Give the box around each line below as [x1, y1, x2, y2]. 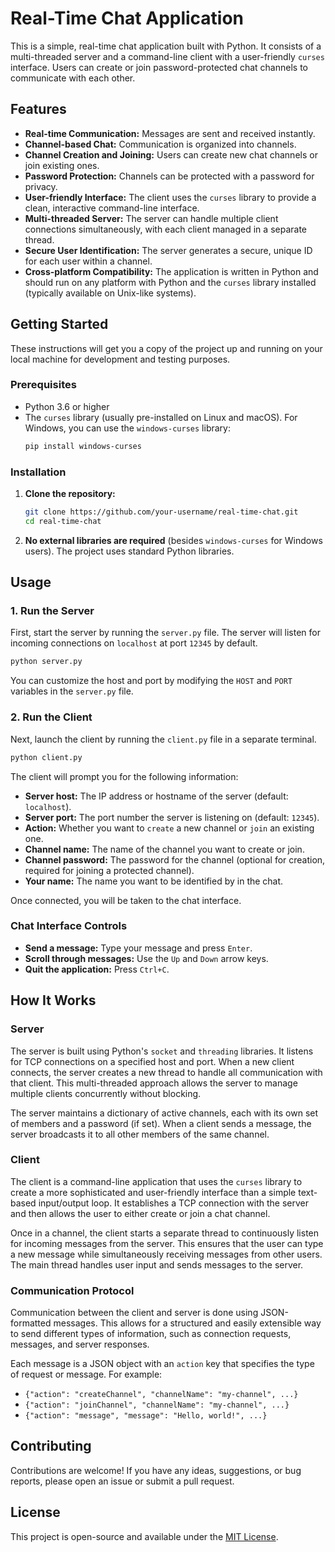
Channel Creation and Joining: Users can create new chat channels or [24, 148, 318, 161]
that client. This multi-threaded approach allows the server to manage [10, 1077, 298, 1089]
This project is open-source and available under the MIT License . [10, 1530, 279, 1542]
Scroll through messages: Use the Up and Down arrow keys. [24, 952, 269, 964]
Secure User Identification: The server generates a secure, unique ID [24, 244, 313, 256]
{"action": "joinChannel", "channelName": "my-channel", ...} [24, 1400, 290, 1411]
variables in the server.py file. [10, 685, 134, 697]
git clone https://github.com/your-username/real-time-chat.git [24, 507, 299, 517]
